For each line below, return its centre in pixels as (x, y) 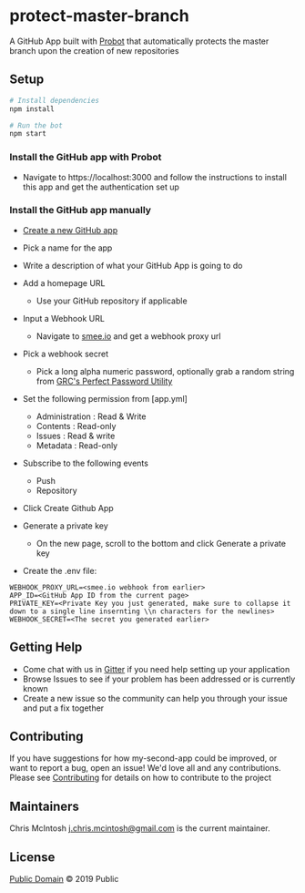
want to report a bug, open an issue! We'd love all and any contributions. (145, 768)
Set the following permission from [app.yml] (105, 398)
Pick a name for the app (67, 248)
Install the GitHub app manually (81, 210)
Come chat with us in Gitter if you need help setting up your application (156, 669)
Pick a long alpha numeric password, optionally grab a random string (165, 371)
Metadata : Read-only (77, 445)
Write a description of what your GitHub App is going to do (132, 265)
